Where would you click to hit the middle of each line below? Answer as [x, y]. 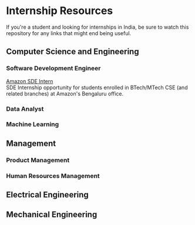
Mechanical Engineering [52, 215]
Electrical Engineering [48, 195]
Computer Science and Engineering [73, 52]
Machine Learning [33, 124]
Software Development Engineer [53, 69]
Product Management [38, 160]
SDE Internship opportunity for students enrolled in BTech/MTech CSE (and [97, 87]
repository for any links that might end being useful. [69, 33]
